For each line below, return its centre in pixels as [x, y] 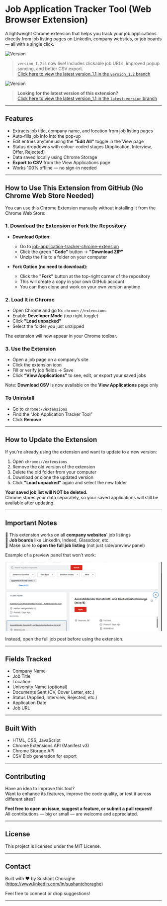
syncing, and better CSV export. [50, 69]
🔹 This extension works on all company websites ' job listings [68, 535]
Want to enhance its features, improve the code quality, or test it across [78, 794]
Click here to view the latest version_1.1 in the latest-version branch [87, 98]
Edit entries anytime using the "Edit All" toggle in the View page [78, 141]
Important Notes [31, 523]
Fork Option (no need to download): [50, 267]
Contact [18, 866]
